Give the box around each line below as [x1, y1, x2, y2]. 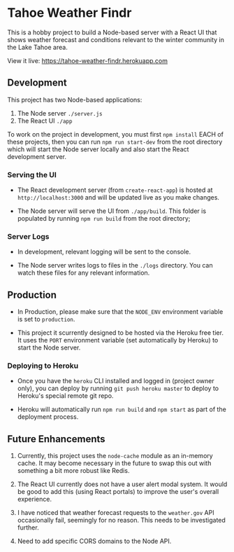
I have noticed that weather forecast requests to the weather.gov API [17, 509, 214, 517]
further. [17, 523, 40, 532]
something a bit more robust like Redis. [17, 467, 130, 475]
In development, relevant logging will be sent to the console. [17, 247, 191, 256]
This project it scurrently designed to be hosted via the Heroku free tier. [17, 329, 224, 337]
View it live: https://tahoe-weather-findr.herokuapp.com [7, 56, 168, 64]
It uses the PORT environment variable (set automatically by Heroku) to [17, 336, 219, 345]
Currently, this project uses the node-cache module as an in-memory [17, 452, 213, 460]
